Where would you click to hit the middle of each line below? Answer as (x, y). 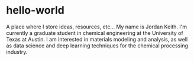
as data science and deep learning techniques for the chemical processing (97, 46)
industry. (17, 52)
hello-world (35, 10)
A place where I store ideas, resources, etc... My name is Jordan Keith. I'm (97, 27)
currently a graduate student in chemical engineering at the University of (95, 33)
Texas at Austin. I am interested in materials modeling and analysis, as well (97, 39)
